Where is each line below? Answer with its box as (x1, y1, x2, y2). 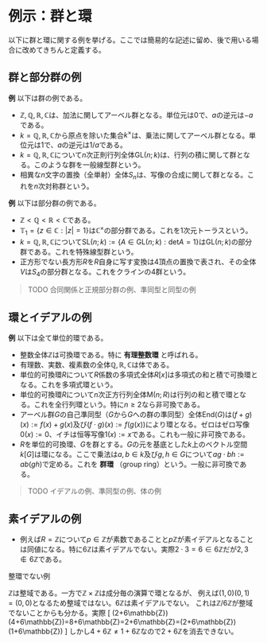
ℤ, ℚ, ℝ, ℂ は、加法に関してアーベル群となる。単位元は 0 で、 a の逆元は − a (19, 110, 253, 119)
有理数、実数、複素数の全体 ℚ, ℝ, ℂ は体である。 (19, 360, 174, 370)
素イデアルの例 (8, 512, 82, 525)
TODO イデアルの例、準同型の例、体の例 (27, 486, 161, 496)
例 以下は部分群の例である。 (8, 198, 101, 208)
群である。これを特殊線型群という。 (19, 247, 138, 256)
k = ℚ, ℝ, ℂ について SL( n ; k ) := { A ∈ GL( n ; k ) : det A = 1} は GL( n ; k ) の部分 (19, 236, 253, 247)
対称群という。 (44, 181, 94, 191)
